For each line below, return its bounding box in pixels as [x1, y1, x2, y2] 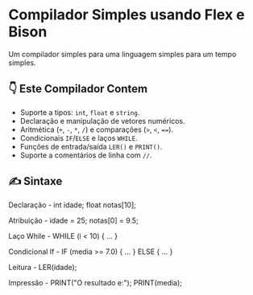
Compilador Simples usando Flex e [8, 6, 246, 24]
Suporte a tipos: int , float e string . [19, 107, 140, 117]
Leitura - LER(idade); [8, 262, 77, 272]
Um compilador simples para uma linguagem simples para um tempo [8, 49, 237, 59]
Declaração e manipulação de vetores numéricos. [19, 116, 185, 125]
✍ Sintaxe [8, 174, 63, 188]
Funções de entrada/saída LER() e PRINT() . [19, 141, 163, 151]
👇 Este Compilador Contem [8, 82, 147, 96]
